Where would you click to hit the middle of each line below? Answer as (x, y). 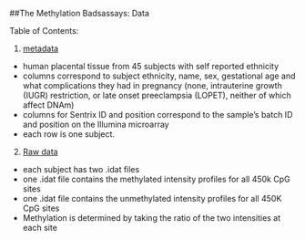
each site (40, 228)
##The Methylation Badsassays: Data (80, 13)
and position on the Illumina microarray (96, 124)
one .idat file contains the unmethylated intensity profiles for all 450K (152, 198)
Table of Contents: (44, 31)
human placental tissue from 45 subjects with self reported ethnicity (151, 66)
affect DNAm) (48, 105)
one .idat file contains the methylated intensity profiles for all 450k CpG (156, 179)
